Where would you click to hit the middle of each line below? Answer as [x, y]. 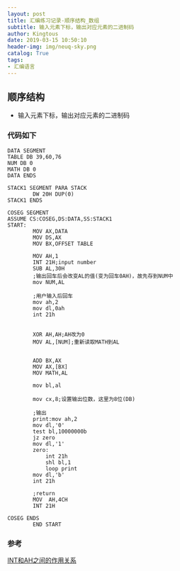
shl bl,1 [58, 462]
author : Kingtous [33, 34]
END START [47, 524]
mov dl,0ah [49, 308]
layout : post [27, 14]
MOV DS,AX [47, 237]
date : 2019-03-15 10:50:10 [47, 40]
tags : [15, 60]
